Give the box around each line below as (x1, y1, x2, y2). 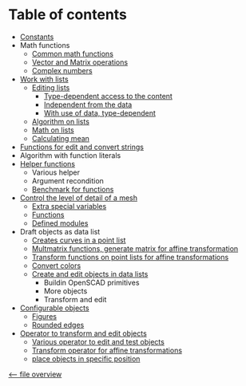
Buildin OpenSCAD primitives (43, 278, 140, 287)
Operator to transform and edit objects (19, 329, 148, 338)
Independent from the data (43, 100, 133, 109)
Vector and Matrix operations (31, 57, 129, 67)
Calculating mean (31, 133, 90, 143)
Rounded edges (31, 320, 85, 329)
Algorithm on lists (31, 116, 90, 126)
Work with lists (19, 74, 69, 84)
